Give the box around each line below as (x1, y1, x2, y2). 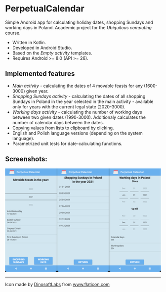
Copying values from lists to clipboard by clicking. (12, 125, 114, 131)
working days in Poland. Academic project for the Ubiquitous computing (5, 24, 152, 30)
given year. (26, 88, 49, 94)
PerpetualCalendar (5, 3, 85, 14)
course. (5, 30, 21, 36)
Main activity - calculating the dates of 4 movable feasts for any (12, 83, 143, 89)
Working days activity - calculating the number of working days (12, 109, 142, 115)
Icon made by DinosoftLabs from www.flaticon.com (5, 282, 110, 288)
